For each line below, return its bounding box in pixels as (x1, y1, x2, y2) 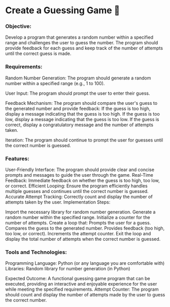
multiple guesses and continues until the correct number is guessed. (5, 188, 149, 194)
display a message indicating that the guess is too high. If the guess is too (5, 110, 160, 117)
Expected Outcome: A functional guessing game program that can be (5, 275, 151, 282)
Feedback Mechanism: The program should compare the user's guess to (5, 100, 158, 106)
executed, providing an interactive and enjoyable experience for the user (5, 281, 157, 287)
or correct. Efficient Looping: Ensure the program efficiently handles (5, 183, 148, 189)
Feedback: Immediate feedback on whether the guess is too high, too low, (5, 178, 160, 184)
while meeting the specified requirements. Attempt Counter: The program (5, 286, 159, 292)
